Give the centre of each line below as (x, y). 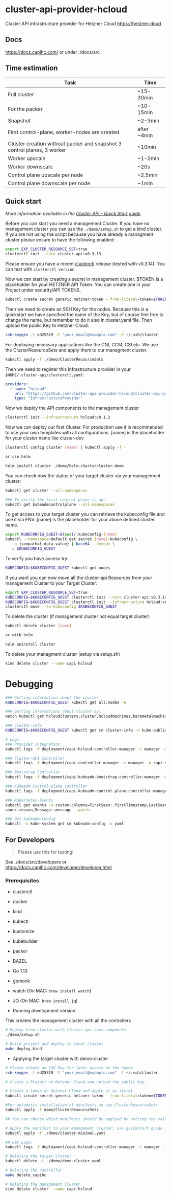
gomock (21, 981)
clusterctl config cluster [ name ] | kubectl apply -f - (66, 448)
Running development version (44, 1011)
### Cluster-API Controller (35, 758)
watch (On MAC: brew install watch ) (52, 991)
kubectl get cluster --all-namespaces (46, 490)
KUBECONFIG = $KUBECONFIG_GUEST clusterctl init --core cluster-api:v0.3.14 (86, 597)
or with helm (19, 635)
